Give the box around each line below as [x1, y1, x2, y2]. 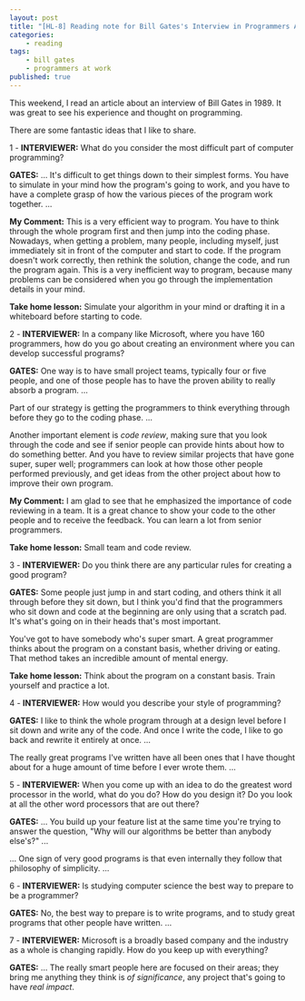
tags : [9, 47, 30, 56]
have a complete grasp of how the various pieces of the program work [9, 188, 273, 200]
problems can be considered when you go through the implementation [9, 273, 273, 284]
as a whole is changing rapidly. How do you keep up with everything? [9, 944, 270, 955]
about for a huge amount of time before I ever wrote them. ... [9, 761, 236, 772]
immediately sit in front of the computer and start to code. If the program [9, 244, 281, 255]
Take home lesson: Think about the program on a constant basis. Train [9, 669, 275, 681]
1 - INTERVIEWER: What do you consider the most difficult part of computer [9, 142, 294, 153]
